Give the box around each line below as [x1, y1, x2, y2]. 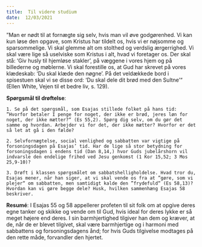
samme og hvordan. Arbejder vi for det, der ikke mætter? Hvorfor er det [6, 122, 197, 128]
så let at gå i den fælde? [6, 127, 74, 133]
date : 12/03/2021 [6, 15, 53, 21]
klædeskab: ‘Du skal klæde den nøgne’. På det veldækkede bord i [6, 70, 169, 77]
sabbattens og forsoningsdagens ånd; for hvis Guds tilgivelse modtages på [6, 227, 194, 234]
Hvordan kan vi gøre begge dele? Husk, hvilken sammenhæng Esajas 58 [6, 185, 186, 191]
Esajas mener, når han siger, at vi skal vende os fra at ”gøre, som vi [6, 175, 194, 181]
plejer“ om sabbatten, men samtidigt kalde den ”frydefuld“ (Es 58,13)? [6, 180, 194, 186]
